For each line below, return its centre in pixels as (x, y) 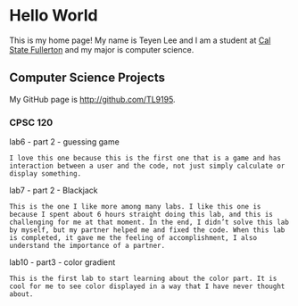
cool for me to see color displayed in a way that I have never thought (147, 286)
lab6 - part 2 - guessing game (65, 142)
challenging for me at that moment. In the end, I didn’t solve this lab (149, 223)
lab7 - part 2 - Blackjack (54, 190)
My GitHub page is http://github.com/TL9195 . (92, 99)
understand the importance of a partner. (87, 246)
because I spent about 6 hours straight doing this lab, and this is (141, 215)
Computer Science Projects (87, 78)
